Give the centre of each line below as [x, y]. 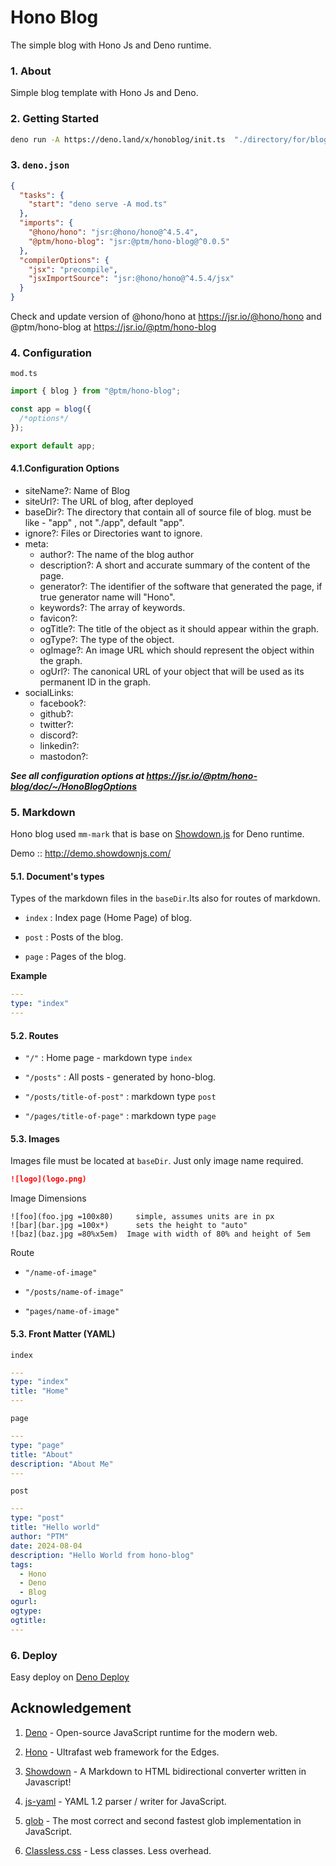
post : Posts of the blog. [74, 937]
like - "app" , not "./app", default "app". [104, 522]
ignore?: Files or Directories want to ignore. [113, 533]
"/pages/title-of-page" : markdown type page [120, 1116]
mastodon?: [64, 756]
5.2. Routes [34, 1035]
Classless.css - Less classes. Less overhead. [118, 1850]
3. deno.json [40, 165]
